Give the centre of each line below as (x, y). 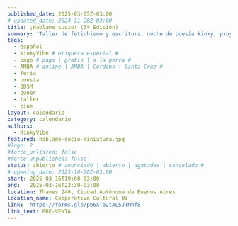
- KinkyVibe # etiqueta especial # (66, 54)
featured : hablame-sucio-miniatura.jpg (66, 139)
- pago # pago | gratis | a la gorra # (73, 60)
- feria (25, 73)
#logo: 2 (20, 146)
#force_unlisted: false (42, 152)
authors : (20, 126)
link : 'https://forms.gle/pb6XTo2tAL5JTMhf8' (75, 205)
